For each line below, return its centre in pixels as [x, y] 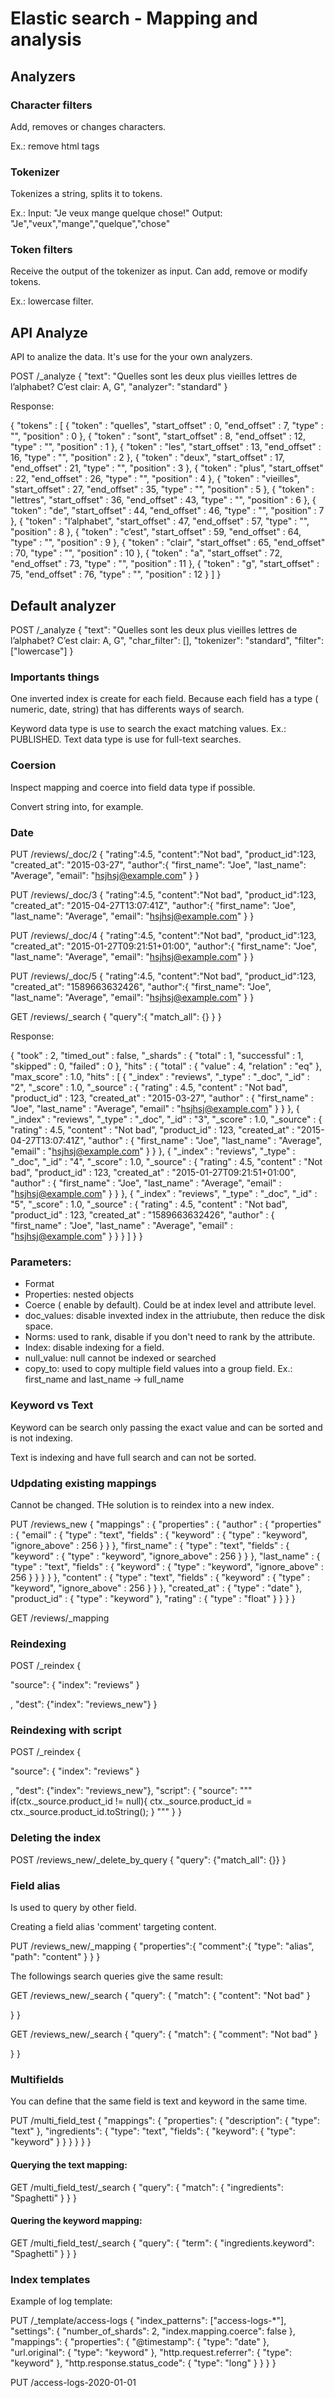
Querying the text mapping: [69, 2164]
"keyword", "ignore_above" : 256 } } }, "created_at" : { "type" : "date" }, [156, 1588]
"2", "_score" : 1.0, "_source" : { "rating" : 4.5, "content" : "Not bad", [149, 1087]
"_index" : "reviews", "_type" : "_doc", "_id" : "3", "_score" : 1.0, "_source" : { [166, 1119]
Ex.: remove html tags [55, 146]
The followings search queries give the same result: [116, 1976]
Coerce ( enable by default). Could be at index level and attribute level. [170, 1305]
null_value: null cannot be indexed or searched [120, 1358]
